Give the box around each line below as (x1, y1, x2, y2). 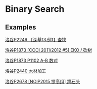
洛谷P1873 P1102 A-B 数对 (5, 58, 58, 63)
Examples (5, 23, 36, 31)
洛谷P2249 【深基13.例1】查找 (5, 37, 67, 42)
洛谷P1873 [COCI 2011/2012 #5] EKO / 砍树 (5, 47, 93, 53)
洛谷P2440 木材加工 (5, 68, 47, 74)
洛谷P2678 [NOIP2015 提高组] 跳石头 (5, 79, 80, 84)
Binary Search (5, 3, 65, 15)
